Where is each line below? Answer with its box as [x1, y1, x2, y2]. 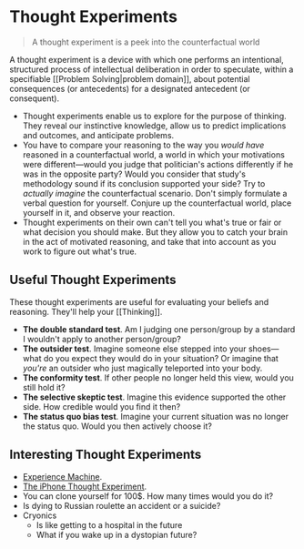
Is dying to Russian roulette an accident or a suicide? [22, 500, 221, 511]
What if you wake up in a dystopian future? [35, 529, 198, 540]
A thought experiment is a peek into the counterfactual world [31, 36, 260, 47]
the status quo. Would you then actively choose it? [22, 421, 212, 432]
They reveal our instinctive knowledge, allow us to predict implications [22, 120, 287, 131]
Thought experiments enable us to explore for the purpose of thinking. [22, 110, 287, 121]
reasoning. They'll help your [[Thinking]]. [9, 306, 163, 317]
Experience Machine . [22, 471, 103, 482]
